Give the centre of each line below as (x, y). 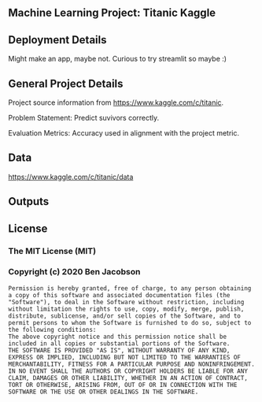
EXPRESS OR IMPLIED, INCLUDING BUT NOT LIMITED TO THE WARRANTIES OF (125, 357)
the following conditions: (52, 329)
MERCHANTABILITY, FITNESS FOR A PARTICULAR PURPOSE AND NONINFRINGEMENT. (132, 364)
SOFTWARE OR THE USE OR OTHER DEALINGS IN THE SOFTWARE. (103, 392)
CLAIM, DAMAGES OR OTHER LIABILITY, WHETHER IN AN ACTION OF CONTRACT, (128, 378)
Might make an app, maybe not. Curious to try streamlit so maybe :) (117, 59)
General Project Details (66, 83)
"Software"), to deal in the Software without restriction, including (126, 302)
